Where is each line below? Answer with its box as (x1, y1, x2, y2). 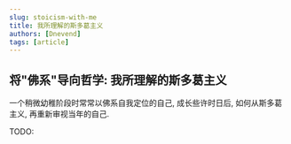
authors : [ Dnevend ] (9, 29, 82, 38)
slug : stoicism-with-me (9, 12, 98, 22)
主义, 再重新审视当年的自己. (9, 109, 110, 119)
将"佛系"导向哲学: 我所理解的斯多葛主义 (9, 72, 228, 87)
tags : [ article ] (9, 37, 69, 47)
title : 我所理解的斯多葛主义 (9, 21, 104, 30)
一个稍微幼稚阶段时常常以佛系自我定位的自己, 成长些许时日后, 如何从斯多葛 (9, 98, 282, 109)
